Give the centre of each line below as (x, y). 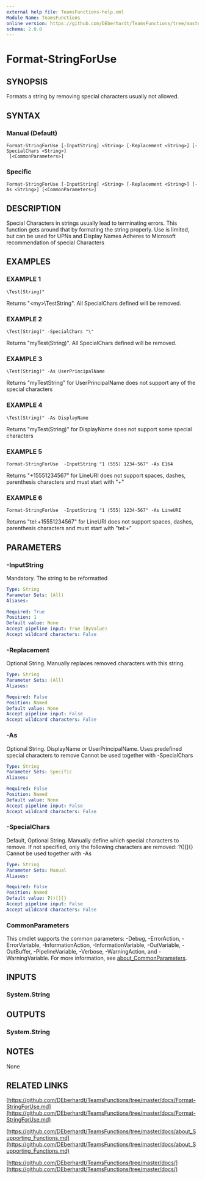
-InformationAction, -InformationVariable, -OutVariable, (112, 945)
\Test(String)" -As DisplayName (47, 418)
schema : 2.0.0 (24, 29)
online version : (27, 23)
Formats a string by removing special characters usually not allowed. (93, 97)
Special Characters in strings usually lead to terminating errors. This (92, 223)
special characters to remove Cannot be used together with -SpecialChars (100, 755)
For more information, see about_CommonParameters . (119, 958)
